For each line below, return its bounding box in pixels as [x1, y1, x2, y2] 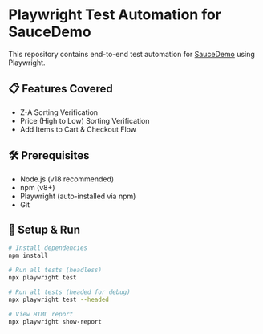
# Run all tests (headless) [8, 267, 103, 275]
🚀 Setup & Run [8, 222, 81, 236]
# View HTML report [8, 310, 74, 318]
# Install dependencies [8, 244, 88, 252]
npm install [8, 251, 48, 260]
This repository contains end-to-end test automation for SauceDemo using [8, 49, 255, 59]
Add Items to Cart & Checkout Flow [19, 124, 137, 134]
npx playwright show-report [8, 317, 103, 326]
